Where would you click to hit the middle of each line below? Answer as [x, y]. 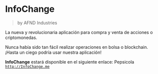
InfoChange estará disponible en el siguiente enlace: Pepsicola [70, 62]
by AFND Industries [37, 23]
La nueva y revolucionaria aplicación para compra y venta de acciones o [79, 32]
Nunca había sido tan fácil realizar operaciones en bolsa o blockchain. [77, 47]
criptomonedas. [21, 37]
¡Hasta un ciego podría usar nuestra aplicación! [53, 52]
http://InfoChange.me [27, 67]
